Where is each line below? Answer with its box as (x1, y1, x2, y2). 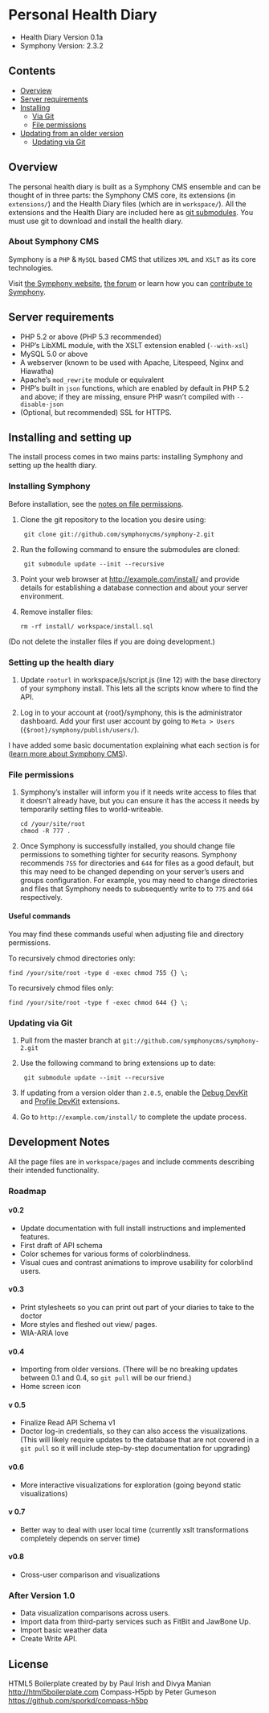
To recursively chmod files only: (8, 983, 114, 993)
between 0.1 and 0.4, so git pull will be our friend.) (19, 1373, 192, 1383)
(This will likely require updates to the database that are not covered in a (19, 1435, 259, 1445)
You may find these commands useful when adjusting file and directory (8, 929, 244, 939)
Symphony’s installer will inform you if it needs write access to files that (19, 787, 257, 797)
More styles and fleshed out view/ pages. (19, 1320, 158, 1329)
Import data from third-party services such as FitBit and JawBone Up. (19, 1617, 251, 1627)
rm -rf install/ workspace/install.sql (19, 622, 154, 630)
